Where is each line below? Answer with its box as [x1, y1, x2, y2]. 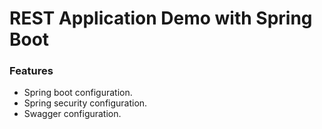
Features [9, 64, 54, 78]
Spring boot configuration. [23, 87, 133, 99]
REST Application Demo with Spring [9, 7, 313, 30]
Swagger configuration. [23, 108, 122, 120]
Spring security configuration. [23, 97, 148, 109]
